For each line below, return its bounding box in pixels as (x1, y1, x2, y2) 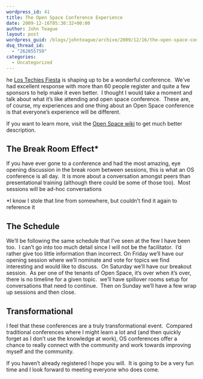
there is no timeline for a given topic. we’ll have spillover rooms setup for (6, 276, 188, 283)
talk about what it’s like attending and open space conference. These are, (6, 95, 190, 103)
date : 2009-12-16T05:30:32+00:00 (6, 20, 91, 26)
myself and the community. (6, 348, 74, 355)
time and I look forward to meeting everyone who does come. (6, 366, 159, 373)
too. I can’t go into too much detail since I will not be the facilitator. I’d (6, 244, 182, 251)
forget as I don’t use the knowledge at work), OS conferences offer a (6, 335, 178, 342)
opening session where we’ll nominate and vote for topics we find (6, 256, 170, 264)
